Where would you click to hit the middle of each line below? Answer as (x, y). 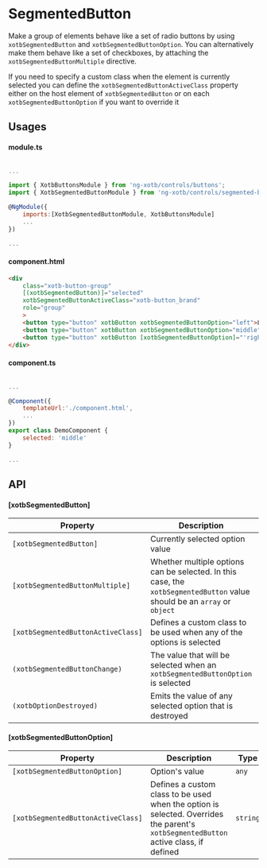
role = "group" (44, 308)
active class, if (177, 842)
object (163, 610)
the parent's (173, 824)
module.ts (25, 147)
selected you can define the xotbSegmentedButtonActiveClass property (123, 85)
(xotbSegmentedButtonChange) (67, 669)
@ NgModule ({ (28, 207)
